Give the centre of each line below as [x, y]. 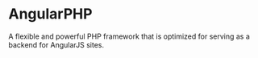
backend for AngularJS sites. [56, 44]
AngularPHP [50, 14]
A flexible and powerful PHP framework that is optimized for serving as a [129, 36]
